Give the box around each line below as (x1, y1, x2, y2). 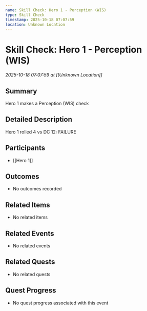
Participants (5, 144, 45, 152)
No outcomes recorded (12, 186, 62, 192)
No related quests (12, 271, 51, 277)
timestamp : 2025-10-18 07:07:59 (5, 17, 74, 22)
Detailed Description (5, 115, 73, 124)
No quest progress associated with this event (12, 300, 109, 306)
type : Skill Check (5, 12, 45, 17)
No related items (12, 214, 48, 221)
